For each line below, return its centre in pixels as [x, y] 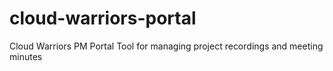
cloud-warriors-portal [103, 18]
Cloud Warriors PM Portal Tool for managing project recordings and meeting [166, 46]
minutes [26, 56]
